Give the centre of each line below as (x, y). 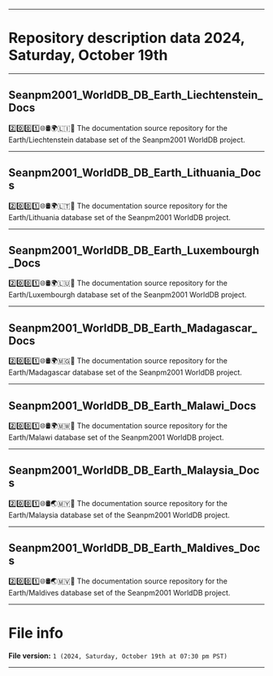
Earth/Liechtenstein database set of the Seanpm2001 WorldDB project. (127, 140)
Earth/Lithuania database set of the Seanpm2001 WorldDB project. (120, 217)
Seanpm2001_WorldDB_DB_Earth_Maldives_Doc (134, 548)
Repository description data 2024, (127, 38)
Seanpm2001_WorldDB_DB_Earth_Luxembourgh (134, 250)
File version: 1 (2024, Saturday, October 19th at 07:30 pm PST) (118, 656)
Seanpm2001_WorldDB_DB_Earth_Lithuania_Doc (135, 173)
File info (36, 633)
